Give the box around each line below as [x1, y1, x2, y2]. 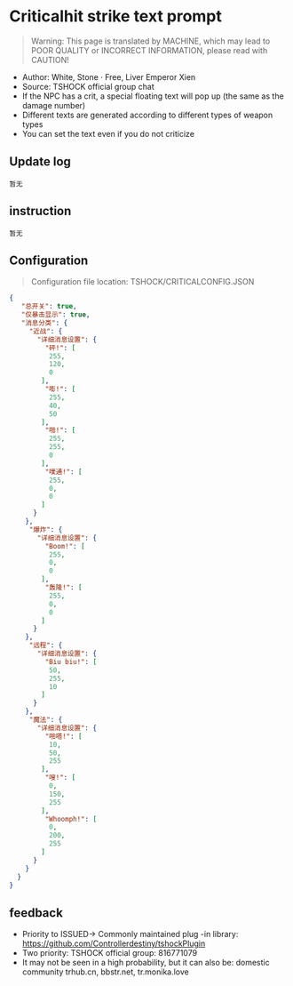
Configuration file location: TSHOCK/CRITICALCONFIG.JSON [30, 277, 255, 287]
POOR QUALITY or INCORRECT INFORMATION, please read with [30, 44, 268, 55]
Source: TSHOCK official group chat [21, 81, 155, 92]
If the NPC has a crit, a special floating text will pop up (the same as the [21, 91, 284, 101]
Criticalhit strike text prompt [9, 6, 222, 27]
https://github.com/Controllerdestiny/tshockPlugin [21, 938, 206, 949]
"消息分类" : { [20, 318, 68, 327]
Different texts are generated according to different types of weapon [21, 109, 273, 120]
